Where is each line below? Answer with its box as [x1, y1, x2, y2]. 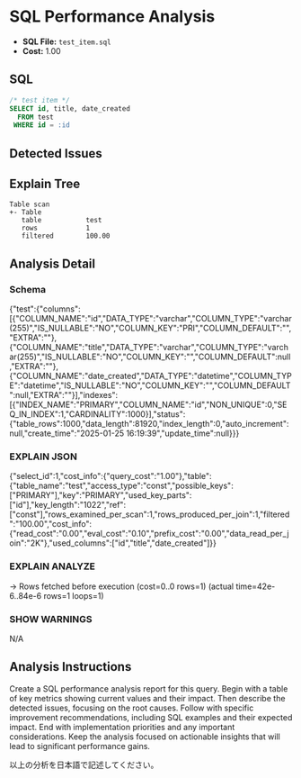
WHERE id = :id [13, 121, 70, 130]
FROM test [17, 113, 54, 122]
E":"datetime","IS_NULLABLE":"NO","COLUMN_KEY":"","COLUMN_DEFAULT [9, 380, 291, 391]
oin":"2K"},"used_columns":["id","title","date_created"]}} [9, 538, 217, 548]
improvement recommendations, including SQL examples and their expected [9, 711, 293, 722]
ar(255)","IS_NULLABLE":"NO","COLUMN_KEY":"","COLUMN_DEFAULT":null [9, 351, 291, 362]
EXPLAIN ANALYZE [9, 560, 96, 573]
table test [21, 216, 102, 225]
